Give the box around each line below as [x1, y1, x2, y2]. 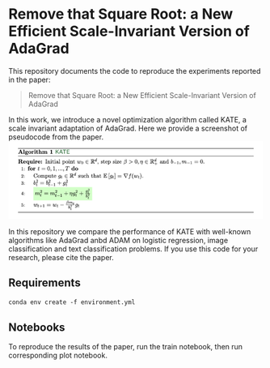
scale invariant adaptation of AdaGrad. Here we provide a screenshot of [8, 123, 248, 133]
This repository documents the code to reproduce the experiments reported [8, 66, 261, 75]
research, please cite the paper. [8, 252, 115, 262]
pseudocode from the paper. [8, 131, 103, 142]
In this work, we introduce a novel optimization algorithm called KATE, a [8, 114, 247, 124]
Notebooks [8, 320, 65, 334]
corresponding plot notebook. [8, 350, 108, 361]
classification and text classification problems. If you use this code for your [8, 244, 259, 254]
